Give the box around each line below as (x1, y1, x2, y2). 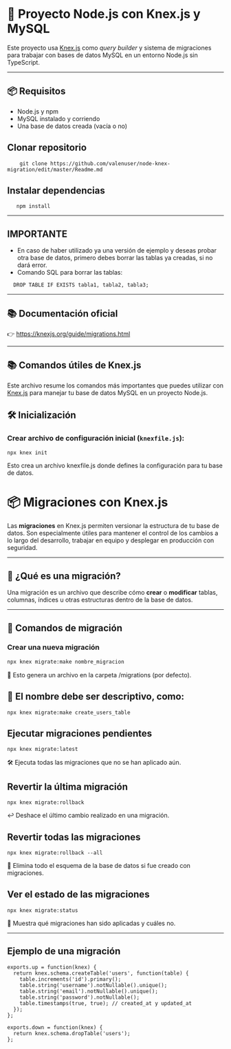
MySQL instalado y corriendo (16, 114, 100, 123)
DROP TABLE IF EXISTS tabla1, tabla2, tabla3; (13, 282, 149, 288)
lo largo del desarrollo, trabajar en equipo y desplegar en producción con (7, 536, 214, 544)
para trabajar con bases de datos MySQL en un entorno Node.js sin (7, 51, 198, 59)
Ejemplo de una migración (7, 946, 121, 957)
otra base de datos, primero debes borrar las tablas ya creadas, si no (16, 254, 213, 262)
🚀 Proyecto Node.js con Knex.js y (7, 6, 201, 22)
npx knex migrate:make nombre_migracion (7, 658, 125, 665)
